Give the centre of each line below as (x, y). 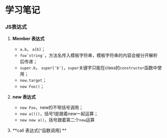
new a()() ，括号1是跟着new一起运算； (59, 114)
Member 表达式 (28, 39)
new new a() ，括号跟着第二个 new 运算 (57, 120)
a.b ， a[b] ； (33, 49)
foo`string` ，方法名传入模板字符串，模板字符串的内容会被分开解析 (89, 56)
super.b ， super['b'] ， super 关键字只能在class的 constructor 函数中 (88, 68)
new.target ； (33, 80)
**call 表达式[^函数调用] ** (40, 131)
